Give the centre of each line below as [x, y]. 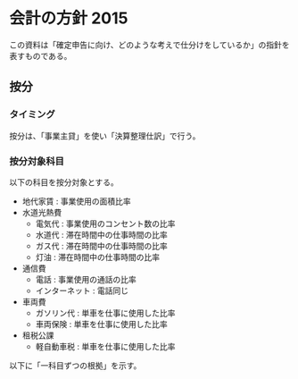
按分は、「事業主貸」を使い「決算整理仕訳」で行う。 [105, 136]
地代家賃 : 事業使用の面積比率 [76, 201]
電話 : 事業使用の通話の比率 [86, 279]
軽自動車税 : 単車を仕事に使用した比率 [105, 346]
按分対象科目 [37, 161]
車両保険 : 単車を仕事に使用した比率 [101, 324]
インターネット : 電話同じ [82, 291]
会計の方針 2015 [69, 18]
